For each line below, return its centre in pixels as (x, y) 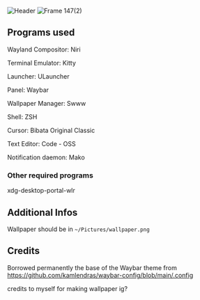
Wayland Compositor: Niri (44, 49)
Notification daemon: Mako (46, 157)
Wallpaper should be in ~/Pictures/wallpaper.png (78, 229)
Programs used (41, 32)
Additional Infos (43, 212)
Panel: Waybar (28, 90)
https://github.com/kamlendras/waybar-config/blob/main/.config (100, 275)
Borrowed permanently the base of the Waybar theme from (92, 267)
